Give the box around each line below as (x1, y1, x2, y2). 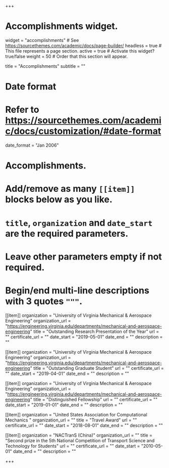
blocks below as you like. (5, 194, 112, 205)
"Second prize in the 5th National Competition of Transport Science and (5, 437, 155, 443)
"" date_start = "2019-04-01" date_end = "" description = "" (5, 370, 130, 376)
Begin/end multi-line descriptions (5, 285, 150, 296)
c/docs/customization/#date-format (5, 125, 161, 137)
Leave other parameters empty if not (5, 251, 162, 262)
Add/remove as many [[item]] (5, 183, 135, 195)
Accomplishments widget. (5, 21, 118, 32)
